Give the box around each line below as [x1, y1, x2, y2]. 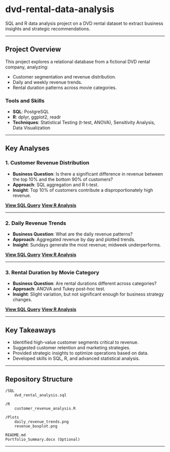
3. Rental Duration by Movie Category [5, 269, 100, 276]
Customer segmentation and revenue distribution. [12, 73, 116, 79]
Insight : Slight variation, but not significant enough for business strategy [12, 291, 164, 297]
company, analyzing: [5, 64, 49, 70]
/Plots [5, 415, 19, 420]
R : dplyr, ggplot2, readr [12, 114, 61, 120]
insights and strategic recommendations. [5, 25, 91, 31]
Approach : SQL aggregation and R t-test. [12, 181, 99, 188]
